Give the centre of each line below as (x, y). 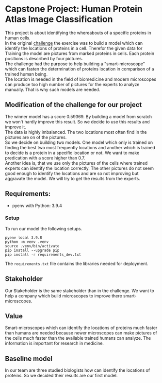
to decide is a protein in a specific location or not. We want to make (72, 153)
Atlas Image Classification (59, 19)
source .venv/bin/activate (32, 246)
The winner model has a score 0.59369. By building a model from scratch (78, 116)
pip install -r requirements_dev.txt (43, 254)
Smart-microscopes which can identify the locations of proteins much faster (81, 328)
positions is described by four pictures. (44, 58)
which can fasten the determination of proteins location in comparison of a (80, 69)
